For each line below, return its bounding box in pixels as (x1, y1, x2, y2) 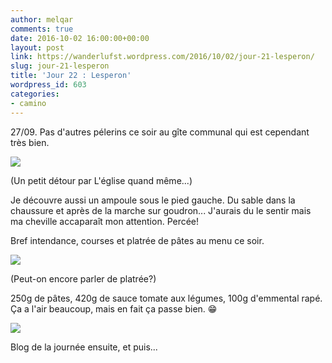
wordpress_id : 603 (10, 80, 87, 90)
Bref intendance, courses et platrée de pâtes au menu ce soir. (10, 234, 265, 246)
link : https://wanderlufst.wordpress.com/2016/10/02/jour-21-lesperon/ (10, 52, 315, 62)
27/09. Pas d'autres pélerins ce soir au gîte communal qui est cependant (10, 126, 310, 138)
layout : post (10, 42, 65, 53)
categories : (10, 89, 60, 99)
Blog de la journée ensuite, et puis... (10, 341, 158, 353)
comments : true (10, 24, 74, 34)
